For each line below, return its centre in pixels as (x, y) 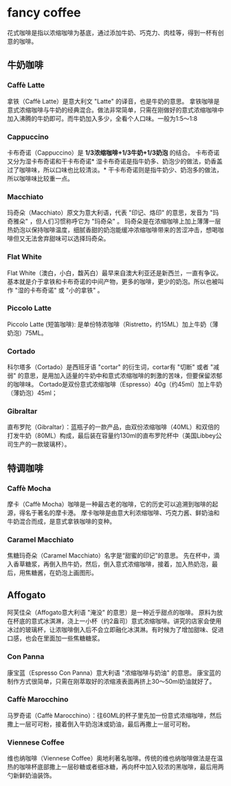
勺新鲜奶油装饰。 (31, 776)
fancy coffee (44, 13)
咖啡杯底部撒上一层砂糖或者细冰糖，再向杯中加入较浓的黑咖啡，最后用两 (121, 767)
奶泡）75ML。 (27, 333)
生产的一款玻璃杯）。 (42, 444)
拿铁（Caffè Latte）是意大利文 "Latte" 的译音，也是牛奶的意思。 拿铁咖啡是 (113, 101)
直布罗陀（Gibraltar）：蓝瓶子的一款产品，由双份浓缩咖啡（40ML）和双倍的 (113, 427)
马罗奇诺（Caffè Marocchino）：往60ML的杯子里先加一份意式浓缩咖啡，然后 (114, 715)
